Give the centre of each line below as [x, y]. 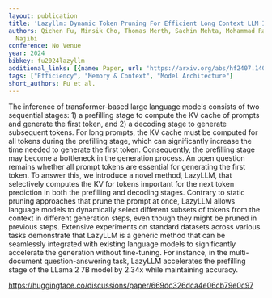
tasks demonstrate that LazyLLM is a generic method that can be [117, 235]
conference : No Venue [45, 46]
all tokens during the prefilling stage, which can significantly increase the [130, 141]
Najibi [27, 38]
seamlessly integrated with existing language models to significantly [122, 244]
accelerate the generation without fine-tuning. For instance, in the [118, 252]
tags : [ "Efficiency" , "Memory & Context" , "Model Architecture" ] [121, 76]
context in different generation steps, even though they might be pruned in [133, 218]
